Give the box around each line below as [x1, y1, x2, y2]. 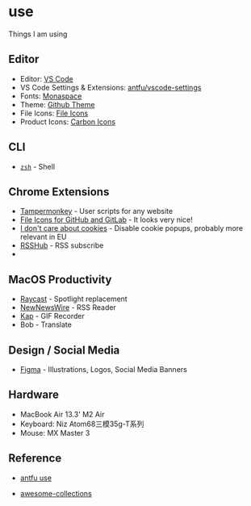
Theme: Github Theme [19, 99, 95, 109]
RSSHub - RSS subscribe [19, 240, 104, 250]
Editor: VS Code [19, 73, 74, 83]
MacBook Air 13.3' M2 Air [19, 409, 105, 419]
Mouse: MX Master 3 [19, 428, 90, 437]
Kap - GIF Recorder [19, 312, 85, 321]
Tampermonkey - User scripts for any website [19, 207, 174, 216]
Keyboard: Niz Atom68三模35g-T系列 [19, 419, 144, 429]
